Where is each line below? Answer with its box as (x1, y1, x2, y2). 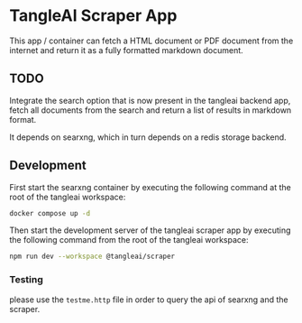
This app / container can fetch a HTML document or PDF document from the (9, 35, 294, 46)
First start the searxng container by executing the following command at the (9, 181, 291, 192)
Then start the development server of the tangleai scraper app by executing (9, 225, 291, 235)
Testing (9, 273, 43, 286)
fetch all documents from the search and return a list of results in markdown (9, 105, 292, 115)
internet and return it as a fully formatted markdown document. (9, 44, 243, 55)
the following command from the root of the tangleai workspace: (9, 235, 250, 245)
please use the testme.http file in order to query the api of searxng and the (9, 294, 288, 305)
